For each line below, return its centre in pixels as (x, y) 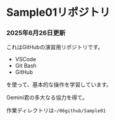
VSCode (26, 59)
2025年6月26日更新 (36, 33)
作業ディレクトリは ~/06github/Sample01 (56, 110)
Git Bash (26, 66)
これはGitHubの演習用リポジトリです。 (55, 47)
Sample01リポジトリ (58, 12)
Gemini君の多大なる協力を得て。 (47, 98)
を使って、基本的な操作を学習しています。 (59, 85)
